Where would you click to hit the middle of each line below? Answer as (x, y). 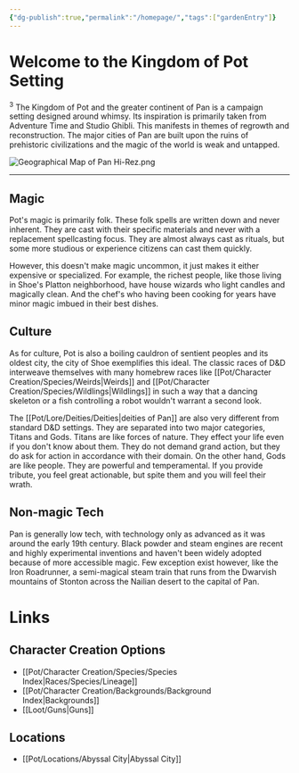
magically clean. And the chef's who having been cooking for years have (143, 295)
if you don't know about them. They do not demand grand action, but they (145, 446)
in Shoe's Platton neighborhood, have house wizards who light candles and (147, 285)
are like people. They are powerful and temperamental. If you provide (136, 465)
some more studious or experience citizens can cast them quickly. (130, 249)
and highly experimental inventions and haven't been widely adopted (136, 553)
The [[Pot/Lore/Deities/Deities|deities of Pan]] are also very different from (144, 418)
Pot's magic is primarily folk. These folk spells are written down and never (145, 220)
